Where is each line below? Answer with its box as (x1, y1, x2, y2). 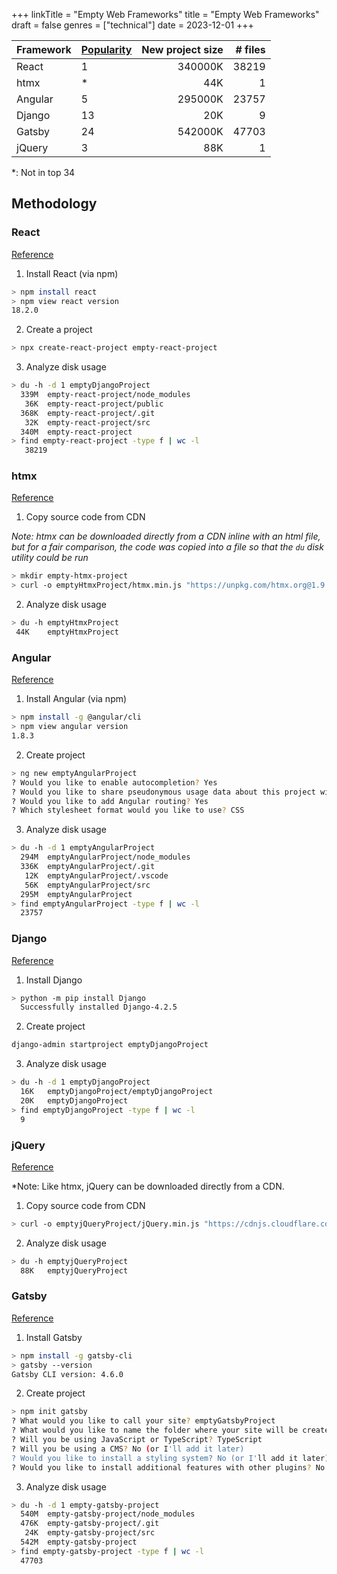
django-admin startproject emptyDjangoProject (11, 1040, 209, 1050)
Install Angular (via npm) (25, 693, 128, 705)
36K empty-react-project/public (24, 399, 164, 409)
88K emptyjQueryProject (20, 1265, 129, 1276)
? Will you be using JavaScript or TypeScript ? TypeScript (11, 1435, 263, 1445)
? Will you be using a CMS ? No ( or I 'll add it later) (11, 1444, 245, 1454)
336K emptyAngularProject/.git (20, 862, 156, 872)
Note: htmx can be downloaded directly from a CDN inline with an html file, (11, 530, 321, 543)
